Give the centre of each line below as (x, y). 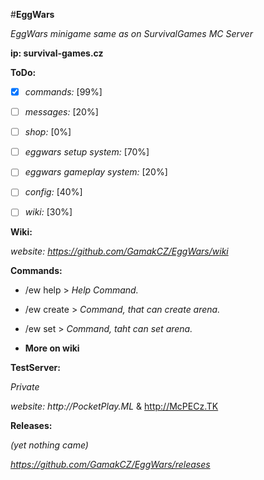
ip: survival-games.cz (57, 53)
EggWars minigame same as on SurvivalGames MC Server (131, 33)
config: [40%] (53, 192)
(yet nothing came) (49, 445)
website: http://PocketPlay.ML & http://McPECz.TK (114, 406)
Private (25, 387)
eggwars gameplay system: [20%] (96, 172)
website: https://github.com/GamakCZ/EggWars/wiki (119, 251)
